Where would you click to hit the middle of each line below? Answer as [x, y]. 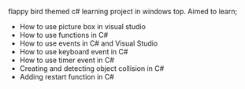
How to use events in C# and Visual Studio [89, 43]
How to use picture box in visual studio [82, 26]
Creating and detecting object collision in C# [92, 69]
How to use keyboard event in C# [74, 52]
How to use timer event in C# [67, 60]
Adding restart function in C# [67, 77]
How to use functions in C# [64, 35]
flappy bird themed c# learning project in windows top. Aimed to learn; [123, 11]
